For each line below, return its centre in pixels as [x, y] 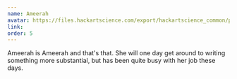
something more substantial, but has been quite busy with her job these [111, 61]
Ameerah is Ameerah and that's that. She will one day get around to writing [116, 53]
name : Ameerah [28, 14]
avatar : [19, 20]
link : [15, 27]
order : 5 [20, 33]
